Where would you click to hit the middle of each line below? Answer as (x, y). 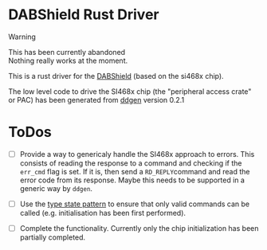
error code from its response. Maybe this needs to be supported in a (132, 180)
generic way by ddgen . (56, 188)
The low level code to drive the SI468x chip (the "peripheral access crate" (130, 91)
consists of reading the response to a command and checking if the (131, 163)
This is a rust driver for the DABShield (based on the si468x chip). (116, 76)
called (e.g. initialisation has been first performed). (102, 213)
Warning (22, 37)
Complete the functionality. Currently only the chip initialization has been (139, 228)
